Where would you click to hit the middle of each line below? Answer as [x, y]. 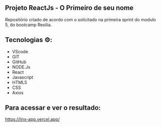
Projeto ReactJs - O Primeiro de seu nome [69, 8]
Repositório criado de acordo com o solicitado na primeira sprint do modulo [80, 19]
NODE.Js [21, 67]
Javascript [23, 77]
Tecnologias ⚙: [29, 40]
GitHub [19, 62]
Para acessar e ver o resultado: [53, 108]
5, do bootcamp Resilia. [28, 25]
